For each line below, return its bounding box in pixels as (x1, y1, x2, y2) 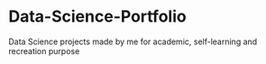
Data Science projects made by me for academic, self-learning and (8, 36, 258, 47)
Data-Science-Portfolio (8, 6, 187, 27)
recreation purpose (8, 45, 80, 56)
